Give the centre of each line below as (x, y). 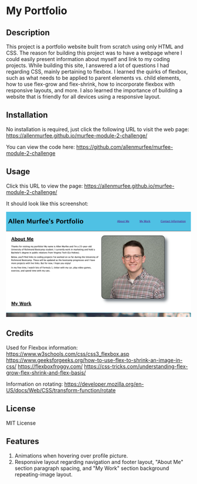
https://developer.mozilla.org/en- (104, 384)
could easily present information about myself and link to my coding (88, 59)
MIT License (21, 423)
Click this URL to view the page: (45, 186)
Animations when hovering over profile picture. (71, 455)
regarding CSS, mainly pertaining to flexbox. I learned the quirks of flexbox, (97, 71)
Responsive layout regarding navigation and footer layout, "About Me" (99, 462)
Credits (20, 333)
